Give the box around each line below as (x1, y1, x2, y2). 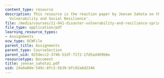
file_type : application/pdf (5, 25, 62, 30)
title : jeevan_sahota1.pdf (5, 61, 60, 66)
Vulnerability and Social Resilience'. (9, 16, 91, 21)
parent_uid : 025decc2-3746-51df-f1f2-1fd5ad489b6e (5, 52, 110, 57)
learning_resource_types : (5, 30, 58, 34)
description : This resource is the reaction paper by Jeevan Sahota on (5, 12, 154, 16)
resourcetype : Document (5, 57, 54, 62)
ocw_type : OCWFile (5, 39, 42, 44)
